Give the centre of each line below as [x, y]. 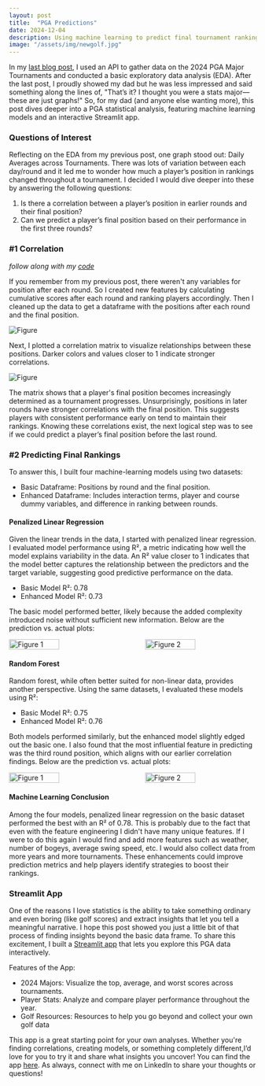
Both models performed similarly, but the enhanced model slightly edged [127, 737]
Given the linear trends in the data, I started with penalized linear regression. [132, 539]
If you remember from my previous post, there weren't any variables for [125, 281]
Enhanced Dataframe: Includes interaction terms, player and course [130, 496]
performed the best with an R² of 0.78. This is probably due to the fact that [130, 822]
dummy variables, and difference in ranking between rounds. [119, 504]
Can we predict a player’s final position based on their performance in [133, 220]
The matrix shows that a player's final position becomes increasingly [120, 392]
